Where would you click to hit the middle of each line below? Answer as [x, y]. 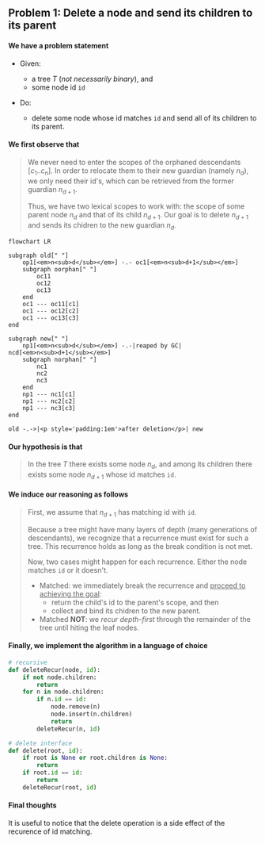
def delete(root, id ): [45, 750]
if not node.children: [60, 677]
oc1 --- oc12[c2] [51, 311]
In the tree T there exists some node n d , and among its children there [140, 465]
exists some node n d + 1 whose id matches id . [102, 475]
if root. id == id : [53, 773]
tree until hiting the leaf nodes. [89, 627]
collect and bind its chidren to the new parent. [126, 611]
